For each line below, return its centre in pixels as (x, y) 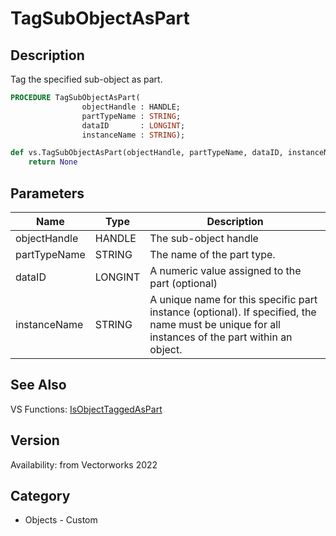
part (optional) (183, 283)
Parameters (47, 193)
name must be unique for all (215, 324)
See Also (38, 385)
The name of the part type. (212, 254)
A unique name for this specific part (233, 299)
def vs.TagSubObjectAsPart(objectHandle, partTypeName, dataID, (147, 153)
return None (53, 162)
